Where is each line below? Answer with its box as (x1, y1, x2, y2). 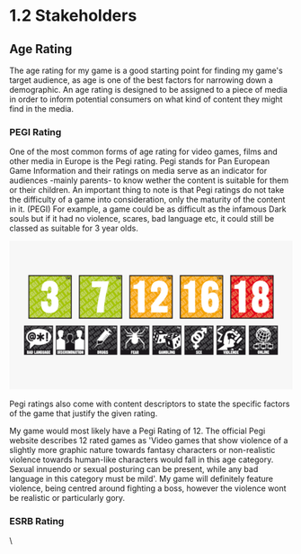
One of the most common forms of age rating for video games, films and (9, 146, 279, 158)
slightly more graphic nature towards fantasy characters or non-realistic (9, 445, 276, 456)
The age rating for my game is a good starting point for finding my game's (9, 65, 283, 76)
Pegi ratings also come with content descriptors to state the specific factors (9, 398, 290, 410)
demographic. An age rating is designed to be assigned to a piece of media (9, 85, 288, 95)
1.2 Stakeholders (9, 5, 137, 26)
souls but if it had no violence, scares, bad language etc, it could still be (9, 213, 275, 224)
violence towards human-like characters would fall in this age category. (9, 454, 274, 465)
